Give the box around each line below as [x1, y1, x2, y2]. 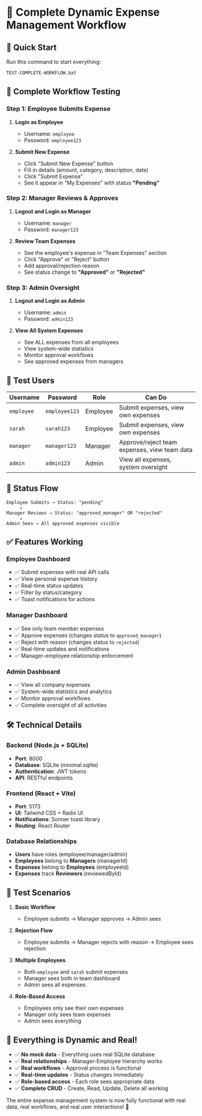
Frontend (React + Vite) [6, 789, 76, 798]
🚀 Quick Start [6, 42, 57, 52]
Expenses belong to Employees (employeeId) [14, 863, 129, 871]
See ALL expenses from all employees [23, 339, 119, 346]
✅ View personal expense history [14, 575, 98, 582]
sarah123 [45, 425, 70, 432]
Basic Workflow [14, 904, 56, 911]
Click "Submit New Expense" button [23, 160, 114, 167]
